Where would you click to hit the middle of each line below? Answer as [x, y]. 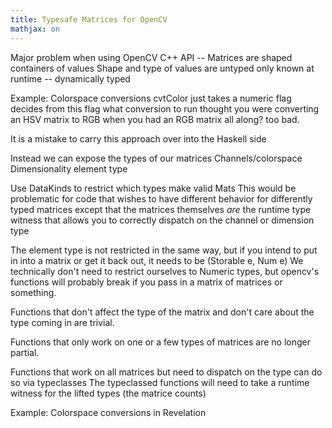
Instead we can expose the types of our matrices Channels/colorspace [156, 158]
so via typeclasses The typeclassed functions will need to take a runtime [160, 382]
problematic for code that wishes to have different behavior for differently [161, 198]
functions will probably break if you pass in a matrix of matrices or [146, 282]
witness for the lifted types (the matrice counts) [108, 393]
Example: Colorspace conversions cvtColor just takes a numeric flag [151, 98]
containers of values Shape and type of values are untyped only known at [162, 68]
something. [33, 292]
